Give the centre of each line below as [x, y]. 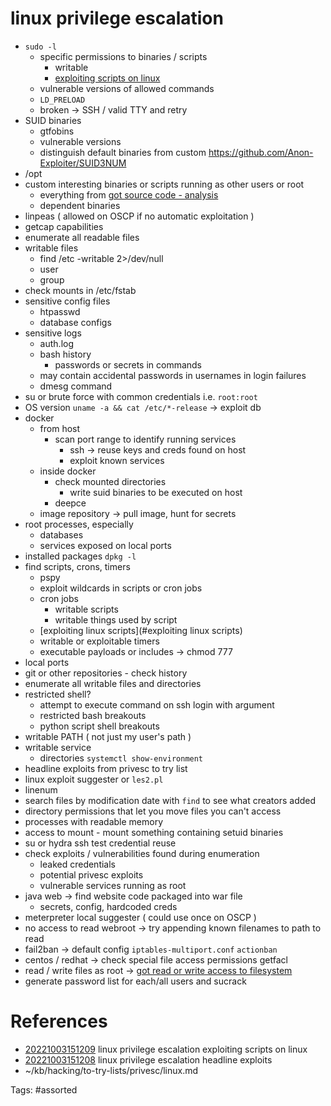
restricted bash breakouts [93, 715]
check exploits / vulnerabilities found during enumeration [142, 853]
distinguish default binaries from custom [123, 152]
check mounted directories [110, 481]
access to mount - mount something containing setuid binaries [154, 832]
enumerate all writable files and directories [113, 683]
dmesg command [76, 386]
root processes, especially [79, 524]
